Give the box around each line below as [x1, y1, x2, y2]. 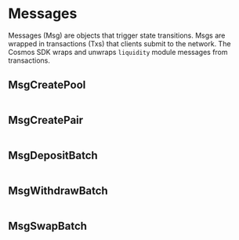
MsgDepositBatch [8, 148, 98, 162]
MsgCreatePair [8, 114, 84, 127]
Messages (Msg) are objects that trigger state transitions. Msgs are [8, 31, 226, 40]
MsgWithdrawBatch [8, 184, 108, 197]
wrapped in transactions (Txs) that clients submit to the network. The [8, 38, 231, 48]
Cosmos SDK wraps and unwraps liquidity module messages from [8, 47, 229, 56]
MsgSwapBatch [8, 219, 88, 232]
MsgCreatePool [8, 78, 86, 92]
